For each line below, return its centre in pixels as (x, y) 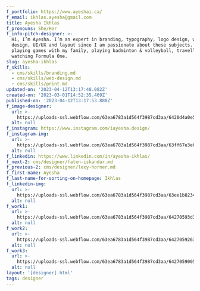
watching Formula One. (40, 56)
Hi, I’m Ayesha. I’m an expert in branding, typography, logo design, (101, 39)
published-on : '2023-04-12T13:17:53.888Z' (60, 100)
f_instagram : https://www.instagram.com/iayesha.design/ (78, 128)
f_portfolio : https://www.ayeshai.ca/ (54, 12)
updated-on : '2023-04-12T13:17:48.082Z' (57, 90)
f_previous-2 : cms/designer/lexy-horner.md (61, 167)
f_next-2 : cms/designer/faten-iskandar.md (60, 162)
